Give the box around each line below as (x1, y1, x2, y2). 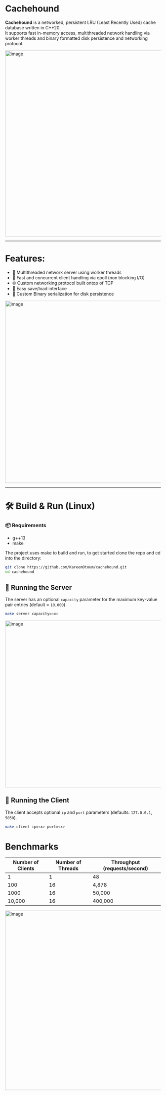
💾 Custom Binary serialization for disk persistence (12, 291, 114, 297)
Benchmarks (5, 841, 59, 852)
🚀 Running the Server (5, 583, 72, 592)
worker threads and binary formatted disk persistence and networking (5, 35, 148, 41)
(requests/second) (103, 865, 148, 872)
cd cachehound (5, 569, 35, 574)
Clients (17, 865, 35, 872)
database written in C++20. (5, 24, 61, 30)
